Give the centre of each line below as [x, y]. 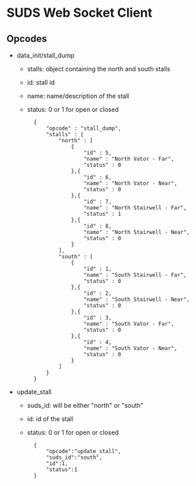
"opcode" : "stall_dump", [83, 128]
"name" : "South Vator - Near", [130, 348]
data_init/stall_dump [45, 55]
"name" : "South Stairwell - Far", [135, 275]
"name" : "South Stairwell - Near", [136, 300]
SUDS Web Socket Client [80, 13]
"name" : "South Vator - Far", [129, 324]
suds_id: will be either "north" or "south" [85, 405]
